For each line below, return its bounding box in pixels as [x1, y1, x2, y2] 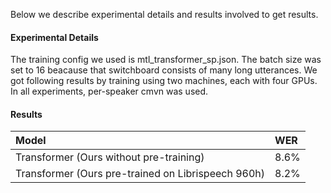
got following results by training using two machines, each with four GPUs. [10, 75, 318, 87]
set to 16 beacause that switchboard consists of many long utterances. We [10, 64, 318, 76]
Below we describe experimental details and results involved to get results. [10, 9, 319, 20]
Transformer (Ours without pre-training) [15, 150, 205, 164]
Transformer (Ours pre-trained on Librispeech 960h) [15, 167, 266, 181]
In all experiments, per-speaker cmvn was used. [10, 85, 209, 98]
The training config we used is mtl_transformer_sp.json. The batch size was [10, 54, 322, 66]
